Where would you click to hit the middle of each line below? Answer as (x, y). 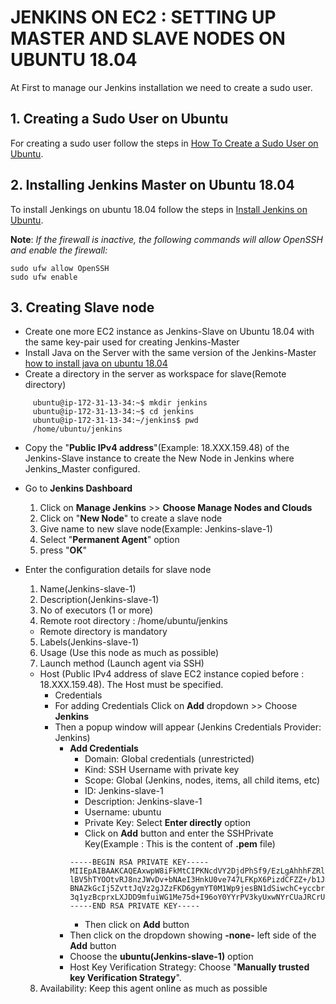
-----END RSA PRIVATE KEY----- (134, 906)
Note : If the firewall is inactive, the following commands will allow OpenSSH (166, 239)
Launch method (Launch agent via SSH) (122, 663)
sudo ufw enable (44, 277)
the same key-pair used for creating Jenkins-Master (132, 342)
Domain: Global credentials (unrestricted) (169, 759)
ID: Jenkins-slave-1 (124, 791)
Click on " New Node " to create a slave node (131, 518)
